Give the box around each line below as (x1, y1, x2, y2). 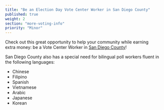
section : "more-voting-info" (5, 21, 65, 26)
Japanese (12, 95, 33, 101)
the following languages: (5, 59, 55, 65)
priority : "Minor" (5, 26, 43, 31)
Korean (12, 100, 27, 106)
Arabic (12, 90, 26, 96)
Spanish (12, 79, 29, 85)
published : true (5, 12, 38, 17)
